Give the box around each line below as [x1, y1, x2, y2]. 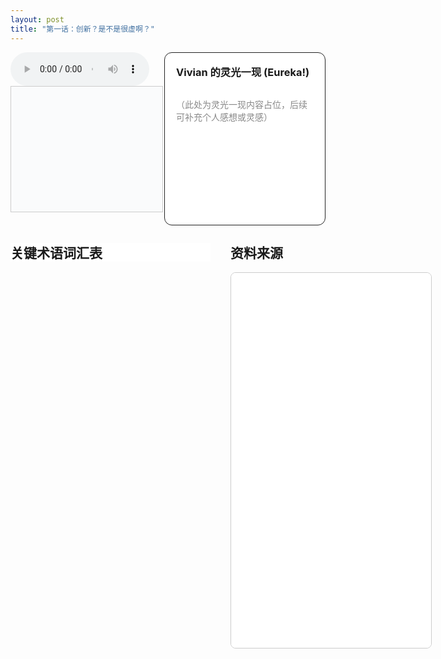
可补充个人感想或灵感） [176, 111, 273, 123]
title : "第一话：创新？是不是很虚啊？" [10, 24, 155, 34]
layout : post [10, 14, 65, 25]
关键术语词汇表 [10, 244, 103, 261]
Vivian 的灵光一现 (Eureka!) [176, 65, 310, 79]
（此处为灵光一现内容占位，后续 [176, 98, 308, 110]
